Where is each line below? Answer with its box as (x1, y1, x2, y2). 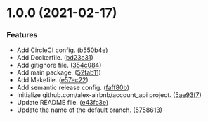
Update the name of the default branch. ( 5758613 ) (16, 106, 163, 114)
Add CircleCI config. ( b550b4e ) (16, 46, 108, 54)
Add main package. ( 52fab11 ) (16, 68, 101, 77)
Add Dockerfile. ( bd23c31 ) (16, 53, 94, 62)
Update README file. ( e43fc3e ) (16, 98, 109, 107)
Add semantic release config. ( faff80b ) (16, 83, 130, 92)
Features (6, 30, 38, 40)
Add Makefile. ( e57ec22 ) (16, 76, 89, 84)
